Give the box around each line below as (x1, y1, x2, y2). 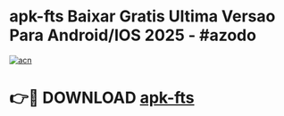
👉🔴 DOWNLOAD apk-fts (9, 87, 195, 108)
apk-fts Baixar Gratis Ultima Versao (9, 6, 276, 27)
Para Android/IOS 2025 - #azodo (9, 25, 257, 46)
